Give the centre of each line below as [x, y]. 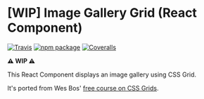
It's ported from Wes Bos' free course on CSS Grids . [83, 88]
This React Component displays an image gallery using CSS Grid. [102, 74]
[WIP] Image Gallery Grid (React [102, 13]
